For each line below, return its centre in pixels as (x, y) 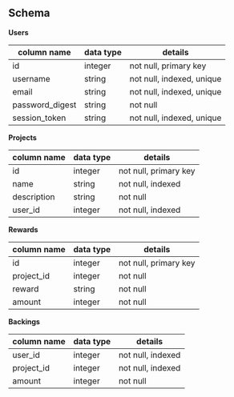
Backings (24, 321)
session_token (39, 118)
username (31, 78)
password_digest (44, 105)
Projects (23, 137)
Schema (29, 13)
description (34, 197)
